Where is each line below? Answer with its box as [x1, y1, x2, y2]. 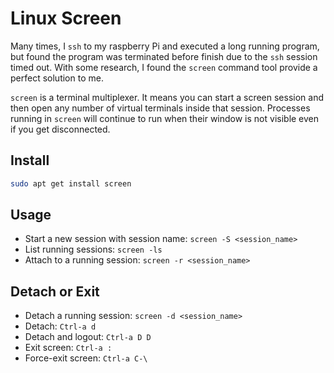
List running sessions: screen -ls [24, 243, 163, 256]
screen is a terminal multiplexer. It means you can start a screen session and [10, 91, 325, 103]
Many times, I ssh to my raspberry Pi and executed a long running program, [10, 40, 320, 52]
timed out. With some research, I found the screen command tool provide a [10, 61, 318, 73]
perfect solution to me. [10, 72, 104, 84]
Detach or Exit [10, 283, 100, 300]
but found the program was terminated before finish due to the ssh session [10, 50, 318, 62]
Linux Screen [10, 7, 122, 30]
